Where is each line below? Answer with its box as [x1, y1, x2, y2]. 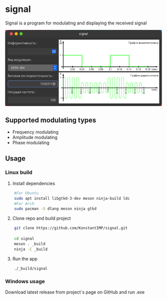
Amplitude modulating [12, 135, 58, 141]
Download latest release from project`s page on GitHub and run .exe [5, 289, 145, 295]
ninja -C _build [14, 247, 48, 252]
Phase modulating [12, 140, 50, 146]
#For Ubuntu [14, 190, 39, 195]
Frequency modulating [12, 129, 59, 135]
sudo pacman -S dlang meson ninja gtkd [14, 206, 97, 211]
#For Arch [14, 201, 35, 206]
